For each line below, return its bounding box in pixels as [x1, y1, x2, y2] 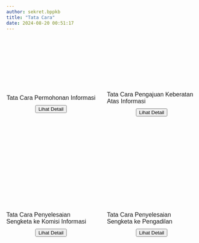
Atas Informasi [107, 97, 146, 105]
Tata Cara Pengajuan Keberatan [107, 91, 194, 98]
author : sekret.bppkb [6, 8, 61, 15]
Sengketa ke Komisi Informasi [6, 218, 86, 226]
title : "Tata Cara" [6, 14, 55, 20]
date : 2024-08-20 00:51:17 [6, 20, 74, 26]
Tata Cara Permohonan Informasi [6, 94, 96, 102]
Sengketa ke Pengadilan [107, 218, 173, 226]
